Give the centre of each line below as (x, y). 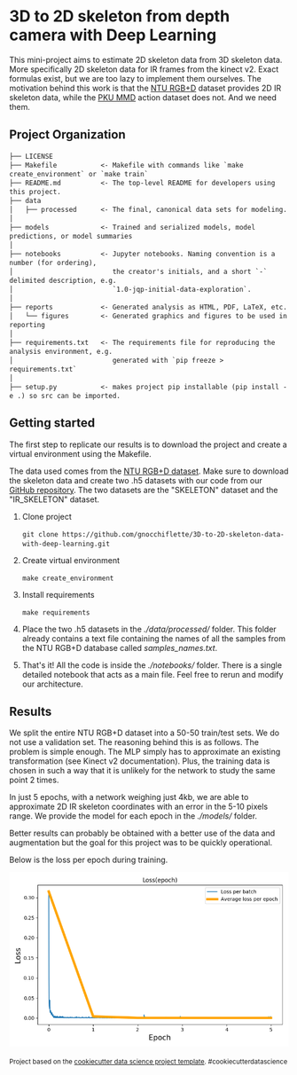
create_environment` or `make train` (79, 174)
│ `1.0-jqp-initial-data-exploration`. (130, 289)
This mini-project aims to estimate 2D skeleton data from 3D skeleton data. (146, 59)
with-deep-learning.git (66, 544)
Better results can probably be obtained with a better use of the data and (142, 833)
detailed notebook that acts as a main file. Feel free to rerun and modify (152, 674)
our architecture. (52, 684)
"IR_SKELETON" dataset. (55, 499)
